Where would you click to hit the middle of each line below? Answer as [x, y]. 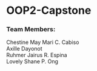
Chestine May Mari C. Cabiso [43, 42]
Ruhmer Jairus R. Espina [37, 55]
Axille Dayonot [24, 49]
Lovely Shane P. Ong [32, 61]
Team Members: [31, 29]
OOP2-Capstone [49, 11]
